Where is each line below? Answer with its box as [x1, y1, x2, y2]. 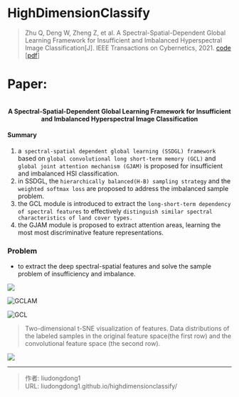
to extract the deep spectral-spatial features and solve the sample [17, 262, 212, 271]
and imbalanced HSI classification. [17, 169, 119, 178]
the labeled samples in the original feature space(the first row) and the [24, 332, 232, 340]
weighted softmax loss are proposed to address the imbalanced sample [17, 185, 229, 193]
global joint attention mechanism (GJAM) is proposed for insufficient [17, 162, 223, 170]
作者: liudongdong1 [24, 374, 81, 383]
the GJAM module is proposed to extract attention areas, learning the [17, 221, 221, 229]
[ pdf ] [24, 51, 41, 60]
